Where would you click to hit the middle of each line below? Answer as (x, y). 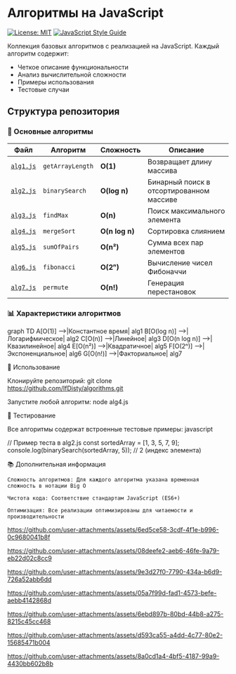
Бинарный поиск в (179, 182)
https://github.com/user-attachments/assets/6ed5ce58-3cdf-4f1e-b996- (113, 529)
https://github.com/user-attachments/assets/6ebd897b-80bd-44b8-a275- (116, 614)
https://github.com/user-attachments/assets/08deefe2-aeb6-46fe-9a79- (113, 550)
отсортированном (178, 190)
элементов (166, 251)
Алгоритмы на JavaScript (85, 13)
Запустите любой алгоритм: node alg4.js (68, 401)
